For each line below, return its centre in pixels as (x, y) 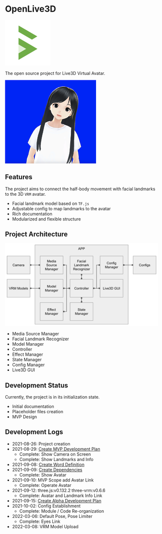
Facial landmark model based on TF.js (51, 203)
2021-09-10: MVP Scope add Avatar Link (53, 480)
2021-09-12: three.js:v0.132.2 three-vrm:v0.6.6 (59, 490)
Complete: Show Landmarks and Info (56, 459)
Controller (22, 350)
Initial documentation (33, 406)
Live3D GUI (24, 370)
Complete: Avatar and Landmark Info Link (61, 496)
